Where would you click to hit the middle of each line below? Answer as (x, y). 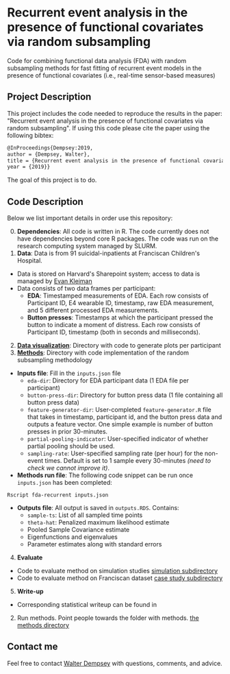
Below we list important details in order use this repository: (90, 218)
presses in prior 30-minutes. (67, 432)
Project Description (49, 97)
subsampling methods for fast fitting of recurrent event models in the (104, 68)
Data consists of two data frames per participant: (86, 289)
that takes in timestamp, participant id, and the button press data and (125, 417)
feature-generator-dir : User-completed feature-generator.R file (119, 410)
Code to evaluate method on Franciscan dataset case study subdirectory (120, 578)
